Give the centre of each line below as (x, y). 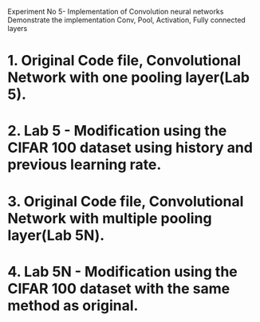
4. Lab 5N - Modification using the (123, 271)
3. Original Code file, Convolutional (126, 201)
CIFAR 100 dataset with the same (119, 288)
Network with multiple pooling (110, 218)
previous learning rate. (85, 165)
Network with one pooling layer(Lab (129, 78)
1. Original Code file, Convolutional (124, 61)
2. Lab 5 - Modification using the (117, 131)
